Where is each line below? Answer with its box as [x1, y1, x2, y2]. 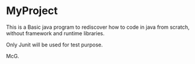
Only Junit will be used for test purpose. [6, 41, 103, 48]
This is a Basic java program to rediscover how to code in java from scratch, [6, 23, 190, 31]
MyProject [6, 4, 58, 18]
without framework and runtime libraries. [6, 29, 105, 36]
